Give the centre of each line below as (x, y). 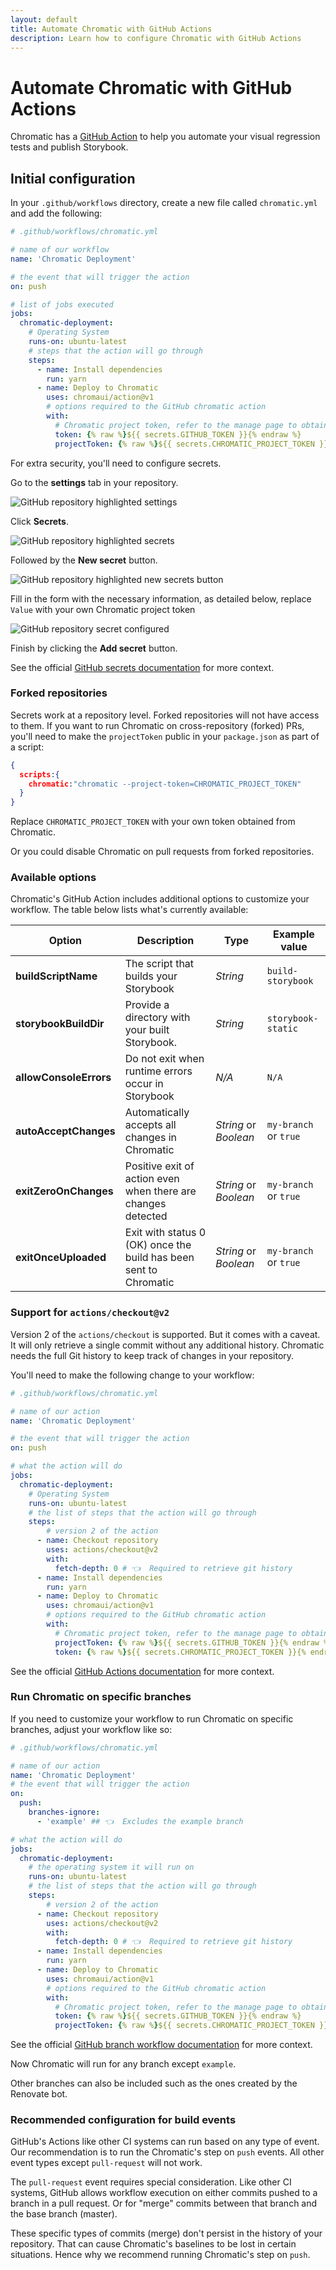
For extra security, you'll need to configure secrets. (116, 463)
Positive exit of (159, 1166)
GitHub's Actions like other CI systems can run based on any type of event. (165, 2142)
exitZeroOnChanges (64, 1191)
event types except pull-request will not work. (106, 2163)
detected (146, 1216)
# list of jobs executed (62, 304)
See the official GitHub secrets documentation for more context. (142, 667)
